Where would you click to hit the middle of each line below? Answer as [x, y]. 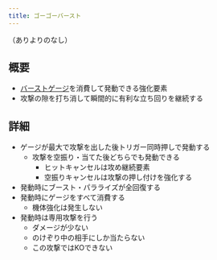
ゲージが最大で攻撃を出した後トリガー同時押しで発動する [115, 147]
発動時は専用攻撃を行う [59, 217]
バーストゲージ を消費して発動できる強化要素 [94, 89]
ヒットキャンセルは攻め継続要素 [97, 167]
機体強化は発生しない [67, 208]
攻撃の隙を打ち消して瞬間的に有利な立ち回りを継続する [111, 98]
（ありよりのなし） [40, 39]
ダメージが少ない [60, 228]
